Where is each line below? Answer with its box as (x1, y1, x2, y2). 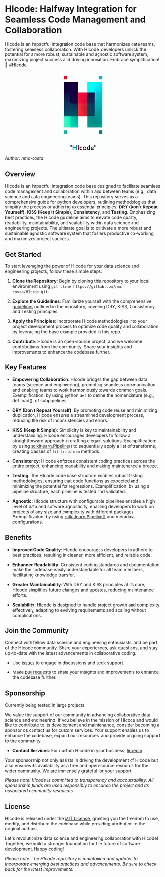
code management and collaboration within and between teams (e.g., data (5, 188, 156, 194)
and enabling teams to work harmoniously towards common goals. (12, 387, 148, 393)
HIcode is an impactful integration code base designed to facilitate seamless (5, 183, 160, 189)
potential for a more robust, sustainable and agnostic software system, (5, 51, 149, 57)
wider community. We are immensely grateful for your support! (5, 768, 133, 774)
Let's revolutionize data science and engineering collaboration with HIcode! (5, 835, 159, 841)
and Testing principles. (12, 309, 59, 314)
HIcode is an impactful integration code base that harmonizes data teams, (5, 41, 155, 47)
